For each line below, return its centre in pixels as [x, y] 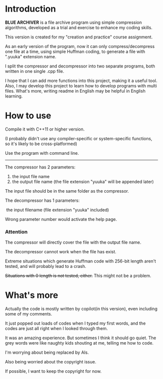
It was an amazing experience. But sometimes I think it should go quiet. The [81, 338]
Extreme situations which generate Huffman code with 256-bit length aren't [81, 261]
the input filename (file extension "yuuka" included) [57, 210]
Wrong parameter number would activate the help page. [61, 219]
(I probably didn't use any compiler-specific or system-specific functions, [79, 138]
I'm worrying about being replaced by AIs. [47, 352]
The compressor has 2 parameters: [40, 167]
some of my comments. [29, 314]
